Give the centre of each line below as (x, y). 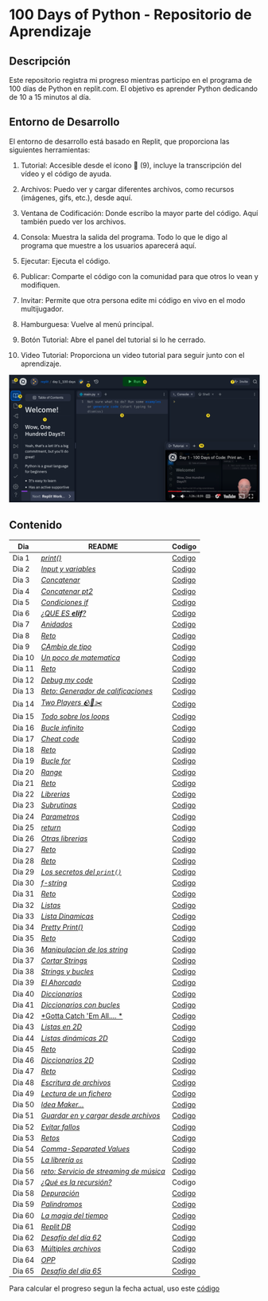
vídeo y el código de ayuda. (66, 174)
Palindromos (62, 1205)
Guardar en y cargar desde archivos (101, 1116)
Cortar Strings (64, 960)
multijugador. (42, 309)
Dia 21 (23, 783)
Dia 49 (23, 1093)
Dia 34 (23, 927)
